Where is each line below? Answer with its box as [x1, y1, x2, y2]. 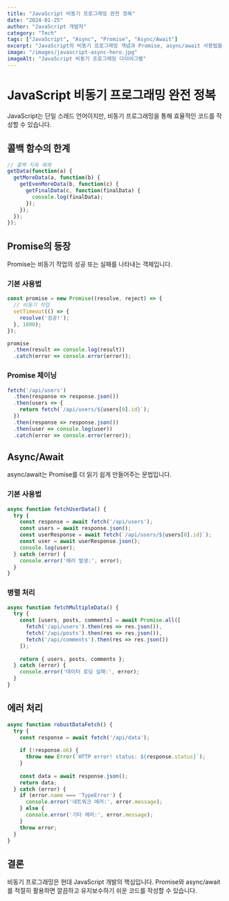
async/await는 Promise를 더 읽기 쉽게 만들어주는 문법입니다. [7, 470, 172, 479]
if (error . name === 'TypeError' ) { [19, 792, 122, 799]
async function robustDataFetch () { [7, 721, 113, 728]
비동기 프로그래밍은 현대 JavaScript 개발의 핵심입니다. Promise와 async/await [7, 878, 221, 886]
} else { [19, 805, 45, 812]
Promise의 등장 [7, 240, 71, 252]
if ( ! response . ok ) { [19, 747, 79, 754]
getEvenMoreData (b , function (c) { [19, 181, 119, 188]
